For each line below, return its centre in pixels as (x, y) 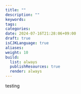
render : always (26, 72)
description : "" (22, 15)
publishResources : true (35, 67)
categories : (18, 29)
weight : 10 (17, 52)
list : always (24, 62)
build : (12, 57)
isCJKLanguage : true (27, 43)
